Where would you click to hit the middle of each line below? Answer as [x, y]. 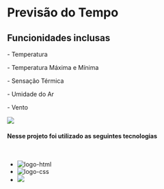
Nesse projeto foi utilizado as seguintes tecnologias [82, 136]
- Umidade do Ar [31, 94]
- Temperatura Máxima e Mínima [53, 67]
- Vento [18, 107]
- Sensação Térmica [36, 81]
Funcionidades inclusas [59, 38]
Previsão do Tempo [63, 13]
